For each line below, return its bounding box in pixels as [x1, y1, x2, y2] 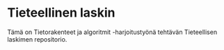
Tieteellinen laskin [7, 5, 116, 21]
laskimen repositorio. [7, 35, 67, 43]
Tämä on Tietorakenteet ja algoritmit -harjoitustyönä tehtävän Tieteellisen [7, 28, 218, 36]
